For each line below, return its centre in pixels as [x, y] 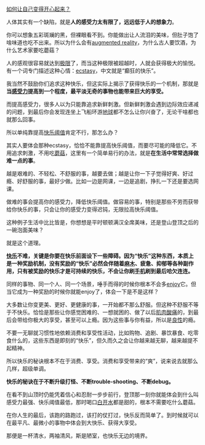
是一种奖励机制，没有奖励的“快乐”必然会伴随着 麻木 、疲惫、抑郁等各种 [95, 263]
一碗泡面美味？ [25, 230]
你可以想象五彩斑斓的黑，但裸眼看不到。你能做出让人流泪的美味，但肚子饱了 [103, 35]
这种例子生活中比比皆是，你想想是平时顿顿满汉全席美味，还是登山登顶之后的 [103, 222]
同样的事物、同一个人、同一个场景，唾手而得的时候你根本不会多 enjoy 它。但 [101, 284]
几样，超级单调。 [28, 368]
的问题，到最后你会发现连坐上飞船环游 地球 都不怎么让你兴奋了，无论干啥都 [100, 112]
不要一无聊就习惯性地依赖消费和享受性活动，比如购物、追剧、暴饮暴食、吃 [100, 333]
